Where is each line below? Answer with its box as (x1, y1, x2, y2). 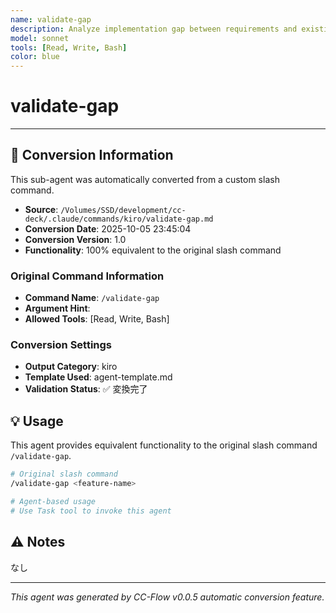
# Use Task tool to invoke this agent (10, 506, 172, 516)
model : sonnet (10, 33, 70, 43)
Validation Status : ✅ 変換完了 (24, 383, 148, 395)
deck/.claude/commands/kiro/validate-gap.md (24, 214, 214, 224)
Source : (24, 203, 59, 215)
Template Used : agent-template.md (24, 371, 173, 383)
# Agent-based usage (10, 497, 97, 507)
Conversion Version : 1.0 (24, 233, 127, 245)
